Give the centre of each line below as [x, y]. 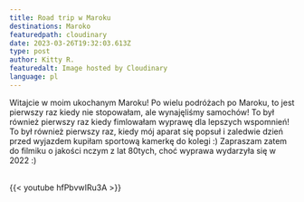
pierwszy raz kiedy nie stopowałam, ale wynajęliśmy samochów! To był [142, 112]
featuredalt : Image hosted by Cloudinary [89, 69]
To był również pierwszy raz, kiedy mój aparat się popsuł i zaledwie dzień [146, 131]
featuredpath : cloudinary [58, 34]
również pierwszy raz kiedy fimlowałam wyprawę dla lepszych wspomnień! [149, 121]
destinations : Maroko [50, 26]
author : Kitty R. [42, 60]
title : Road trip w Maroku [60, 18]
